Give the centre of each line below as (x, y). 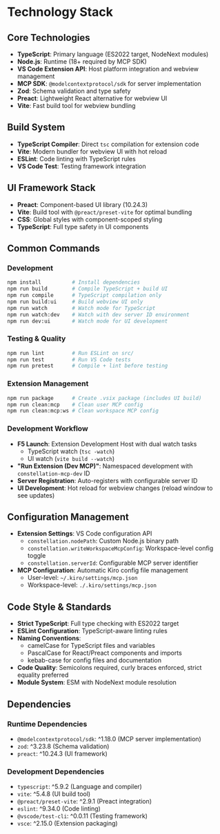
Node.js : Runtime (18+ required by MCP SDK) (82, 62)
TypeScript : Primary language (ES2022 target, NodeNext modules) (113, 54)
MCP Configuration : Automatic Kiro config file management (102, 570)
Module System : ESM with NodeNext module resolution (97, 682)
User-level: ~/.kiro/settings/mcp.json (82, 578)
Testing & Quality (37, 338)
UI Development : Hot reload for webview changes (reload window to (115, 488)
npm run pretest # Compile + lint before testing (88, 366)
